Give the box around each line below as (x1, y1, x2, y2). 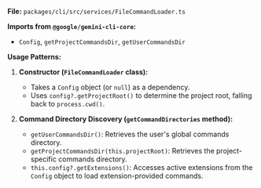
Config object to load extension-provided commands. (30, 172, 204, 180)
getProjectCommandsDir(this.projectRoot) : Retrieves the (30, 146, 215, 155)
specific (30, 154, 57, 164)
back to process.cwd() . (30, 99, 105, 108)
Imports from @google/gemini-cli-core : (7, 22, 137, 31)
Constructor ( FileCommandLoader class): (18, 67, 149, 77)
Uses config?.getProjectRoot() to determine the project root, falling (30, 91, 252, 100)
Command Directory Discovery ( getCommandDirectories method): (18, 114, 233, 124)
